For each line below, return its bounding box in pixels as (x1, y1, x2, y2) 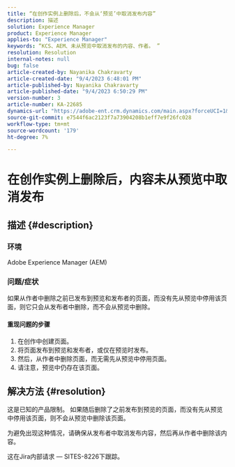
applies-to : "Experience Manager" (7, 36, 108, 43)
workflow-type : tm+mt (7, 120, 70, 128)
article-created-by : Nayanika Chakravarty (7, 68, 132, 75)
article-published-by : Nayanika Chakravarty (7, 82, 139, 89)
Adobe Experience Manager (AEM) (7, 258, 107, 267)
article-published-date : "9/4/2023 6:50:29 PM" (7, 88, 149, 95)
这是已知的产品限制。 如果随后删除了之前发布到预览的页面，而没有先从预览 (7, 406, 223, 414)
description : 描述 (7, 17, 59, 24)
